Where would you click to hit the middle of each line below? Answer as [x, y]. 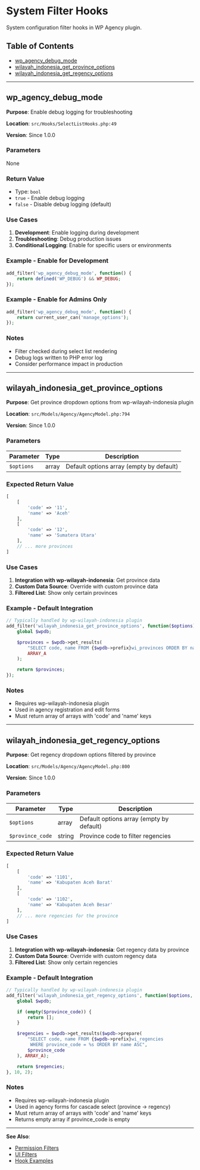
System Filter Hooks [57, 11]
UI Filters [26, 1154]
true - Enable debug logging [50, 198]
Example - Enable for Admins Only [57, 299]
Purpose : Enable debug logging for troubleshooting [69, 112]
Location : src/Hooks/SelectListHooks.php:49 [62, 123]
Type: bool [28, 192]
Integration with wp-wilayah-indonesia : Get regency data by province [102, 949]
